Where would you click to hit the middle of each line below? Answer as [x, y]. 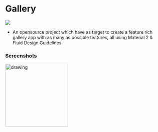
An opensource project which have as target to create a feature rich [83, 32]
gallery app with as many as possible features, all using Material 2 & [83, 37]
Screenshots [21, 56]
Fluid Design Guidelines [37, 43]
